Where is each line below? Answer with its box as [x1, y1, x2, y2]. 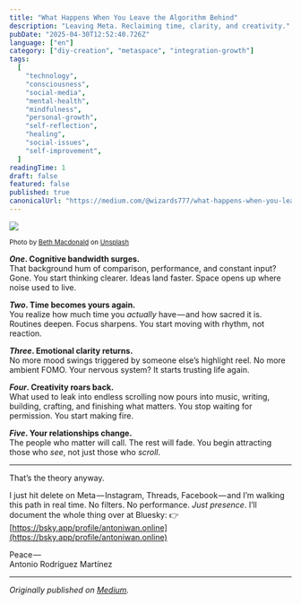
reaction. [9, 328, 42, 339]
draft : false [9, 171, 58, 180]
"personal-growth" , [25, 113, 99, 122]
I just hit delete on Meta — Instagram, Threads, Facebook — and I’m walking [9, 489, 285, 500]
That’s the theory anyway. [9, 472, 105, 483]
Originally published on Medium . [9, 584, 130, 595]
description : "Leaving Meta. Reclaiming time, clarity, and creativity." [9, 22, 291, 30]
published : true [9, 188, 70, 197]
